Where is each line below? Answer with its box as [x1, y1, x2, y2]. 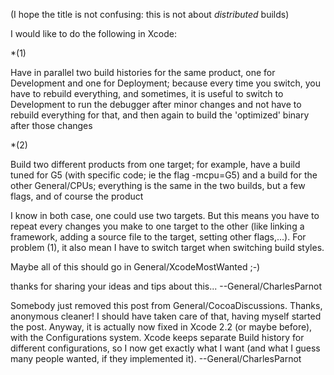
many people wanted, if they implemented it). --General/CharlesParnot [10, 353, 302, 364]
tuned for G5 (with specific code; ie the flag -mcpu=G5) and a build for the [10, 169, 318, 181]
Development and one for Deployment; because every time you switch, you [10, 77, 321, 89]
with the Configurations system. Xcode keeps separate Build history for [10, 332, 305, 343]
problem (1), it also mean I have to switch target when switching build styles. [10, 242, 325, 253]
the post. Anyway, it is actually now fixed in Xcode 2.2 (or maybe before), [10, 321, 313, 333]
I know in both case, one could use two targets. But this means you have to [10, 210, 320, 221]
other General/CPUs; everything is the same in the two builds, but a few [10, 180, 306, 191]
